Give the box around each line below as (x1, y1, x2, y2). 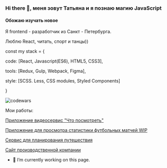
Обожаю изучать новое (5, 17, 59, 23)
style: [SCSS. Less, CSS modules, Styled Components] (5, 78, 121, 84)
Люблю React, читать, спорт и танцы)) (5, 38, 89, 45)
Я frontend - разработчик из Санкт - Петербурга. (5, 29, 112, 35)
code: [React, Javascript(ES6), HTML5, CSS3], (5, 58, 103, 64)
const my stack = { (5, 48, 45, 54)
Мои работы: (5, 107, 34, 114)
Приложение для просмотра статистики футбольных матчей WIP (5, 127, 148, 133)
